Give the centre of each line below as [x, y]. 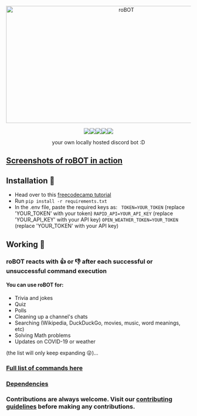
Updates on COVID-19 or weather [55, 341]
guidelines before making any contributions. [71, 407]
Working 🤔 [26, 244]
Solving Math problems [43, 335]
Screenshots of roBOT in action [64, 161]
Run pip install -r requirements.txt [61, 201]
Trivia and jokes [34, 298]
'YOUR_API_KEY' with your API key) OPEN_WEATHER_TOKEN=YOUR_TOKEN [96, 220]
